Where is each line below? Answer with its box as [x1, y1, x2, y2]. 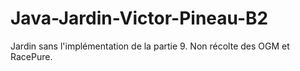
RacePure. [10, 50, 53, 62]
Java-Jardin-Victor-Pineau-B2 [10, 7, 269, 30]
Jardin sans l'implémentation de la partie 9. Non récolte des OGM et [10, 40, 290, 52]
